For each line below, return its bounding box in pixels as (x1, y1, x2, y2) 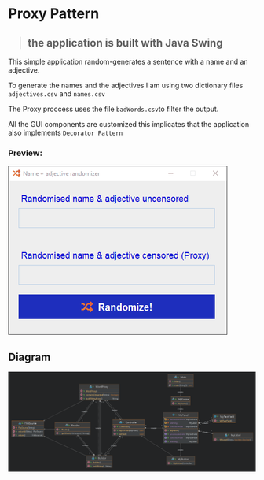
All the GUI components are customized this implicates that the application (8, 120, 250, 128)
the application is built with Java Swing (27, 36, 223, 50)
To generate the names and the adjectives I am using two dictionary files (8, 80, 244, 90)
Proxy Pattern (8, 5, 100, 23)
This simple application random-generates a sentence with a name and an (8, 57, 249, 66)
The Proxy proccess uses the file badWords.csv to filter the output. (8, 104, 219, 113)
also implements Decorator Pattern (8, 128, 123, 137)
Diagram (8, 350, 51, 363)
